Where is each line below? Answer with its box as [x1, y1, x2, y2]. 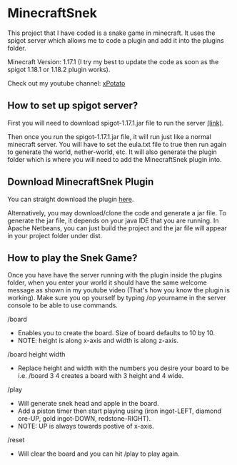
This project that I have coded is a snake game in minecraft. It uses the [7, 29, 216, 37]
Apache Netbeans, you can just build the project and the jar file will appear [7, 223, 227, 232]
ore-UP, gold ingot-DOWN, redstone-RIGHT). [17, 414, 151, 423]
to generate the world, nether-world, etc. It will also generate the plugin [7, 148, 218, 156]
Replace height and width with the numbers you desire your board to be [17, 364, 230, 372]
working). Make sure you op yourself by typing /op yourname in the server [7, 294, 226, 302]
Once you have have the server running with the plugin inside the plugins [7, 271, 223, 280]
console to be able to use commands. [7, 301, 118, 310]
